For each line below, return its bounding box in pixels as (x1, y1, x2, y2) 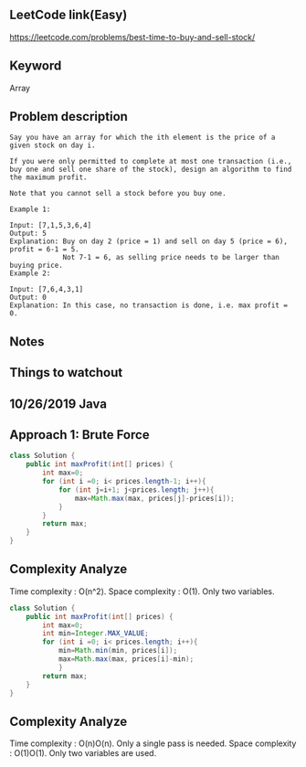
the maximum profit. (9, 173, 89, 182)
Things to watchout (9, 365, 123, 380)
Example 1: (9, 205, 51, 214)
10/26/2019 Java (9, 396, 108, 411)
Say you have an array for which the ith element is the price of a (9, 133, 276, 143)
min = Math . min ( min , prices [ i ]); (58, 646, 178, 655)
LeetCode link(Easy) (9, 7, 128, 23)
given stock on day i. (9, 141, 96, 150)
